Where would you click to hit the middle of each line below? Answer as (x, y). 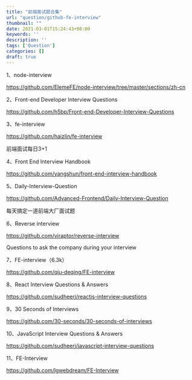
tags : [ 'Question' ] (31, 46)
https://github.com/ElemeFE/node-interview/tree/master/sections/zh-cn (96, 87)
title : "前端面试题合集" (34, 12)
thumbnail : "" (24, 23)
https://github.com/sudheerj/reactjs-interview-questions (77, 296)
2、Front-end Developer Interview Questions (62, 99)
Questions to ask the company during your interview (72, 247)
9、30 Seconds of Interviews (43, 309)
